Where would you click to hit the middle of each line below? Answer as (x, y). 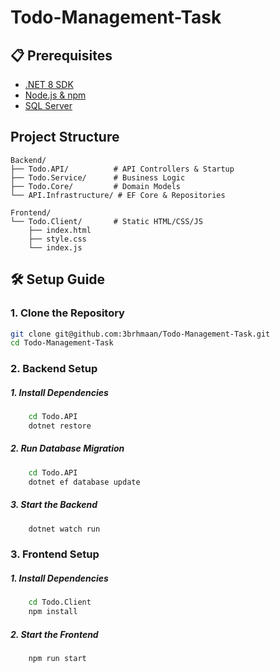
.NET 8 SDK (49, 84)
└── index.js (55, 247)
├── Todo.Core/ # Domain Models (96, 186)
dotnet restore (60, 426)
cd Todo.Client (60, 602)
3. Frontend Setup (55, 554)
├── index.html (60, 230)
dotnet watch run (64, 529)
